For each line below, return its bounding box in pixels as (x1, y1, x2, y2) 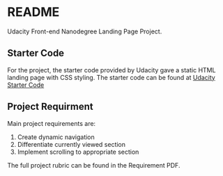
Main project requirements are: (7, 119, 96, 127)
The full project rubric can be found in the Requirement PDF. (7, 161, 180, 169)
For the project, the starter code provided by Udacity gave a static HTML (7, 65, 216, 74)
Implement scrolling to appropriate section (17, 147, 139, 156)
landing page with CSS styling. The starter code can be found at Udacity (7, 73, 216, 81)
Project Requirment (7, 101, 93, 113)
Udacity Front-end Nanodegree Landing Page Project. (7, 27, 162, 35)
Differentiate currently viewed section (17, 140, 126, 148)
